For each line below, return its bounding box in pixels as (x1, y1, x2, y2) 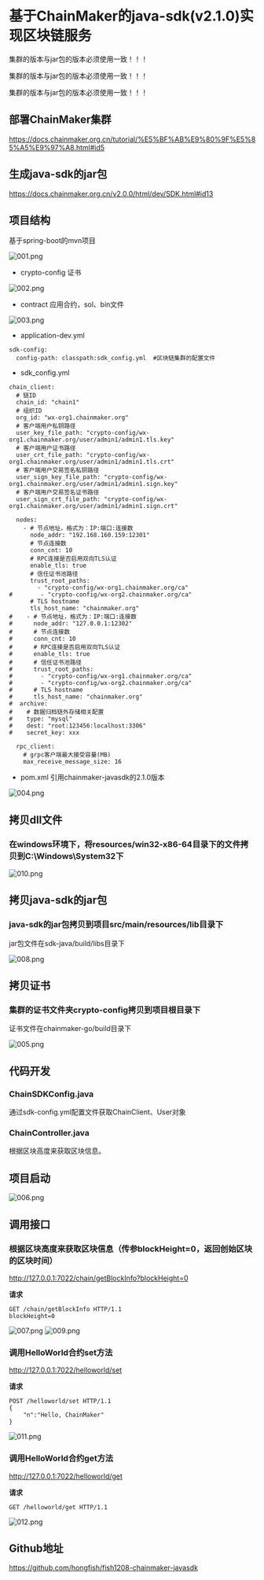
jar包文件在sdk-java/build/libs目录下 (9, 938, 125, 948)
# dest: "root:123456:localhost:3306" (9, 722, 147, 730)
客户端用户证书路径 (23, 444, 76, 452)
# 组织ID (16, 407, 42, 415)
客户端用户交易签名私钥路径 (23, 466, 100, 474)
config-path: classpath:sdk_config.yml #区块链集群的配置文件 (16, 355, 215, 363)
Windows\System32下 (35, 850, 124, 861)
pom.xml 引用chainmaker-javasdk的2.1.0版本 (20, 772, 165, 783)
